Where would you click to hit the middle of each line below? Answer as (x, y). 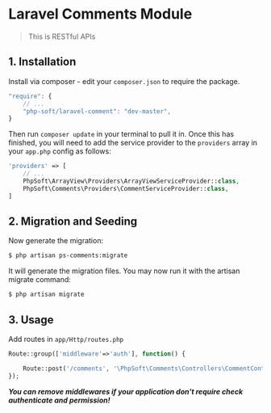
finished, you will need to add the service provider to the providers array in (133, 143)
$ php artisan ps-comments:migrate (68, 255)
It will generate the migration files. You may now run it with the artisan (124, 271)
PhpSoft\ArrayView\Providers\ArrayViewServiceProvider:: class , (131, 181)
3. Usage (31, 320)
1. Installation (42, 62)
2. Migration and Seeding (73, 222)
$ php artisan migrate (46, 295)
